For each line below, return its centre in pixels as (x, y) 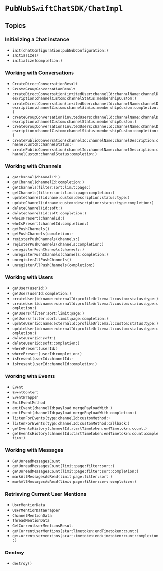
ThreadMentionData (31, 520)
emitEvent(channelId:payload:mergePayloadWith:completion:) (74, 413)
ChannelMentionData (32, 515)
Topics (16, 26)
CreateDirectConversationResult (45, 84)
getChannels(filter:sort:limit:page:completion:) (63, 193)
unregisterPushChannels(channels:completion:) (60, 255)
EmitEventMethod (28, 403)
